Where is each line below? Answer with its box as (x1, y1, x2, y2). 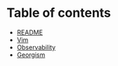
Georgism (16, 51, 46, 59)
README (16, 28, 44, 37)
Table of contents (6, 5, 112, 21)
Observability (16, 43, 56, 51)
